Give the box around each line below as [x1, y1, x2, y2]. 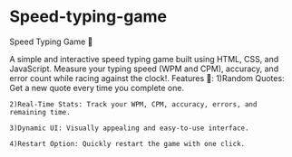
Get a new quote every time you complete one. [9, 82, 184, 93]
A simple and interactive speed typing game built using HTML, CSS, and [9, 53, 279, 64]
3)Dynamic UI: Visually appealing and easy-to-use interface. [9, 124, 249, 133]
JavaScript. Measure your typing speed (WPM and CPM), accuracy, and [9, 63, 279, 74]
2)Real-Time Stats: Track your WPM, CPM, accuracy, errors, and [9, 99, 258, 109]
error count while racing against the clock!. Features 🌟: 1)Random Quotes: [9, 72, 285, 83]
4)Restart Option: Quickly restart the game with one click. [9, 139, 246, 148]
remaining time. [9, 107, 71, 116]
